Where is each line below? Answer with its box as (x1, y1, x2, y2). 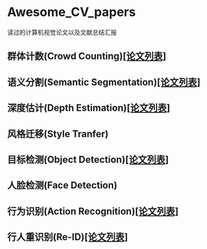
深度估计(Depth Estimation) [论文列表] (7, 102, 170, 114)
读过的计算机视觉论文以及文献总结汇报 (7, 28, 117, 36)
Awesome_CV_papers (7, 4, 136, 20)
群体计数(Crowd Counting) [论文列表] (7, 50, 167, 63)
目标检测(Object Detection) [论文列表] (7, 154, 169, 166)
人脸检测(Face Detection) (7, 179, 118, 191)
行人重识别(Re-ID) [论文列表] (7, 231, 129, 243)
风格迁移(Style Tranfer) (7, 128, 109, 140)
